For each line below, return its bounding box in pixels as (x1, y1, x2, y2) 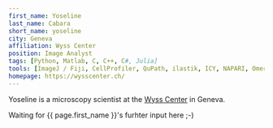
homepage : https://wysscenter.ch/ (8, 72, 126, 80)
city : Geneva (8, 34, 53, 43)
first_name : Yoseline (8, 11, 82, 20)
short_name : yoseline (8, 27, 82, 35)
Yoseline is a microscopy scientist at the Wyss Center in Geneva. (8, 94, 226, 104)
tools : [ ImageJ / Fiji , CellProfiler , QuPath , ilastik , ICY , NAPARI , (8, 65, 249, 73)
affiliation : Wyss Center (8, 42, 96, 50)
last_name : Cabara (8, 19, 71, 28)
